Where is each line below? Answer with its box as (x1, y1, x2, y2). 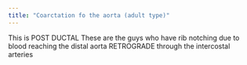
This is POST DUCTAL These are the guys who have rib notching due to (8, 33, 240, 42)
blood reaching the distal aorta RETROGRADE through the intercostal (8, 41, 231, 51)
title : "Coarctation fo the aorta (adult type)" (8, 11, 170, 20)
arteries (8, 49, 34, 59)
